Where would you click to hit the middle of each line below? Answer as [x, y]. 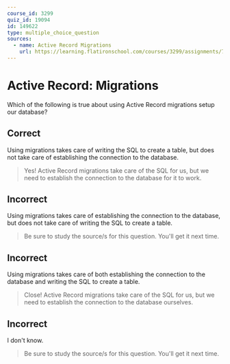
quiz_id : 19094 [29, 20]
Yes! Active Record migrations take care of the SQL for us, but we [116, 170]
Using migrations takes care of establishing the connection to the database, [114, 216]
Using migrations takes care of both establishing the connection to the [106, 274]
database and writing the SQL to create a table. [74, 282]
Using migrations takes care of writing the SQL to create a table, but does [111, 150]
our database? [27, 112]
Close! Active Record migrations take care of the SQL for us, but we [119, 295]
